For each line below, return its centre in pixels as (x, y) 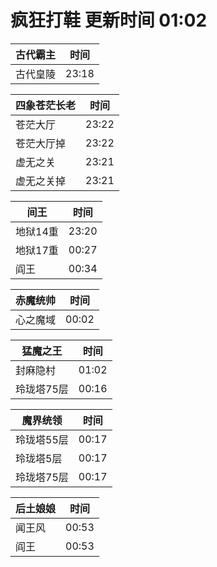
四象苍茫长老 (46, 105)
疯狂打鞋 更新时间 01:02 (109, 20)
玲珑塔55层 (42, 439)
